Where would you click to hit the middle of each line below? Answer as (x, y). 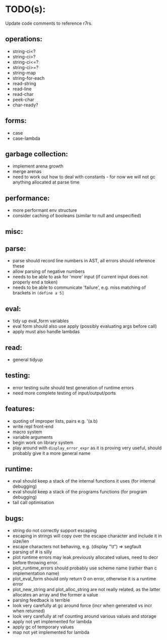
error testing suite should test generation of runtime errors (73, 387)
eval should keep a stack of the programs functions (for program (80, 492)
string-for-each (29, 78)
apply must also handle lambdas (46, 332)
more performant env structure (45, 210)
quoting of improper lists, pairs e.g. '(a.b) (55, 421)
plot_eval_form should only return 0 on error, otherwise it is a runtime (84, 579)
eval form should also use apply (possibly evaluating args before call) (85, 326)
